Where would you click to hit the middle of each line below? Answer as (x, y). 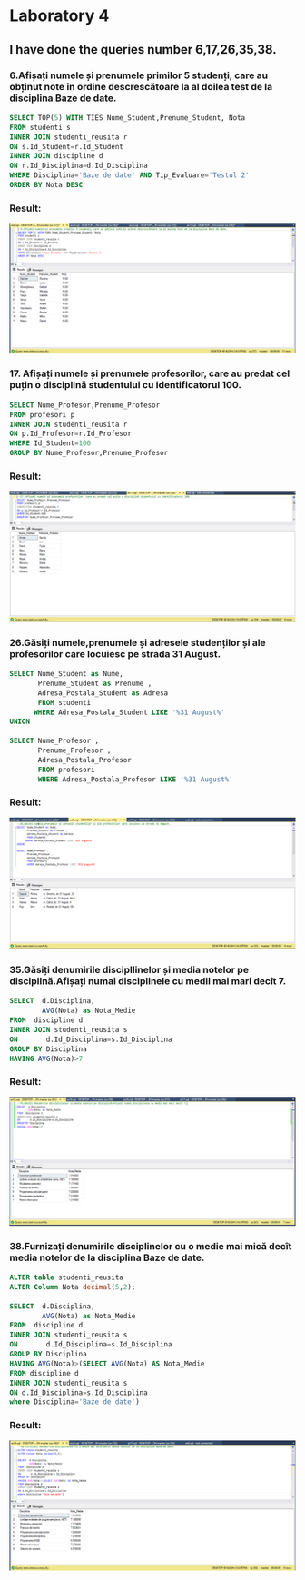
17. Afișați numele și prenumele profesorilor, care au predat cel (150, 373)
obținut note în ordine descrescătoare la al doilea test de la (141, 86)
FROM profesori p (42, 414)
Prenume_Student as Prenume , (95, 683)
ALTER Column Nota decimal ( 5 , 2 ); (73, 1287)
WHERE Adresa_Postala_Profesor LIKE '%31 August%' (135, 779)
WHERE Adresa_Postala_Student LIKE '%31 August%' (129, 712)
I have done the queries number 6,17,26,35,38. (143, 50)
